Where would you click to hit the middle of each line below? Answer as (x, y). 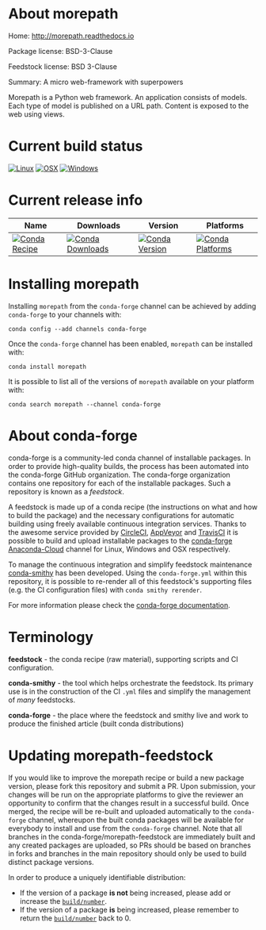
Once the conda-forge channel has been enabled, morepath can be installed (131, 344)
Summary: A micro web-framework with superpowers (96, 82)
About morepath (63, 14)
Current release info (76, 200)
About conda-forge (73, 435)
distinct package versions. (51, 862)
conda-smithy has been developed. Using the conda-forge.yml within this (128, 573)
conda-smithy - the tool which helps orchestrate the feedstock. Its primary (131, 682)
